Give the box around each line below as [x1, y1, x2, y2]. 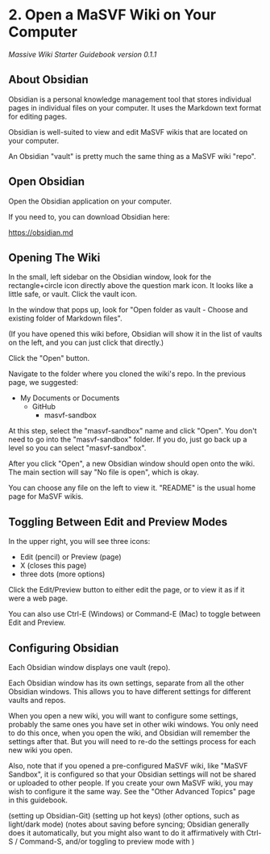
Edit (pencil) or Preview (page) [19, 552, 123, 562]
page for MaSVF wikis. [8, 492, 84, 501]
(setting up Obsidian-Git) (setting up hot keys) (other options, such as [8, 811, 240, 820]
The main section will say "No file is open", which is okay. [8, 467, 199, 477]
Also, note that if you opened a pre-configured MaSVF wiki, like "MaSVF [8, 761, 248, 770]
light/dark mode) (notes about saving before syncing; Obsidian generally [8, 819, 250, 829]
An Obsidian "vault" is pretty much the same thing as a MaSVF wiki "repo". [8, 151, 256, 161]
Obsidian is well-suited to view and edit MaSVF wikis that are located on [8, 127, 248, 136]
